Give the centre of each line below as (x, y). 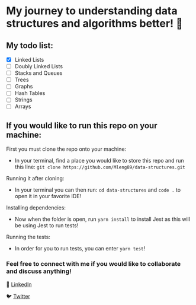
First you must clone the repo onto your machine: (66, 149)
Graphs (24, 87)
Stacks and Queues (38, 73)
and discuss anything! (39, 271)
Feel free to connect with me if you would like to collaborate (94, 264)
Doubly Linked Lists (39, 66)
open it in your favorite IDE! (48, 196)
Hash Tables (30, 93)
